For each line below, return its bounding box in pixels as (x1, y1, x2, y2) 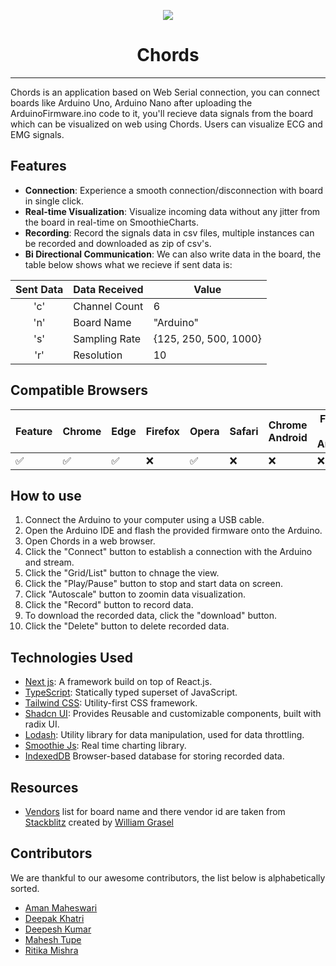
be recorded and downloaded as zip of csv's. (24, 237, 212, 249)
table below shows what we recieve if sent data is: (24, 258, 233, 270)
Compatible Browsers (10, 382, 148, 399)
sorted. (10, 882, 40, 894)
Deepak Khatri (24, 912, 85, 924)
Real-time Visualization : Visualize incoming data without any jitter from (24, 205, 321, 217)
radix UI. (24, 718, 60, 730)
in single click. (24, 195, 85, 207)
